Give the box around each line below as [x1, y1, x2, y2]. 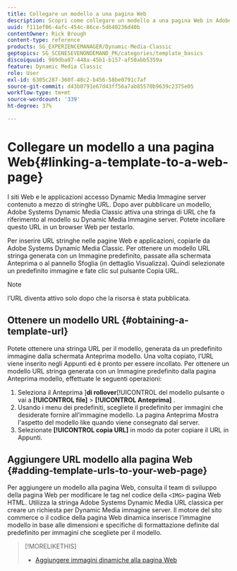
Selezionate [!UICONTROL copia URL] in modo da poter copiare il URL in [17, 425, 229, 434]
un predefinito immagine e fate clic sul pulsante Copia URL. [7, 266, 180, 275]
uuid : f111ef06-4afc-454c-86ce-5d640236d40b [7, 23, 140, 30]
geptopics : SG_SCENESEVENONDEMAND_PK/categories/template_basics [7, 50, 203, 57]
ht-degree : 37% [7, 103, 52, 110]
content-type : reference [7, 37, 80, 44]
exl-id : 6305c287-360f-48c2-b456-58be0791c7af [7, 76, 147, 83]
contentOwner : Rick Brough [7, 30, 87, 38]
